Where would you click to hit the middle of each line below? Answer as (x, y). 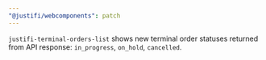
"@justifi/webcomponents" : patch (64, 16)
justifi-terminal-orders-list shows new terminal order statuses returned (133, 38)
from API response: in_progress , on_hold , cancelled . (95, 47)
